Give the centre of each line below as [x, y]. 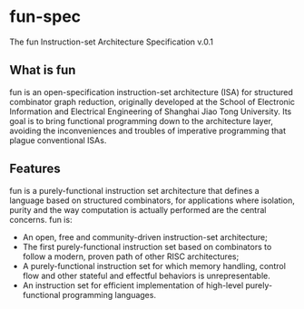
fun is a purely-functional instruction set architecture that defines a [135, 190]
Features [35, 169]
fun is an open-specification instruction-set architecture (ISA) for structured [151, 92]
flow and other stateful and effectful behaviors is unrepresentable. [146, 275]
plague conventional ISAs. [58, 140]
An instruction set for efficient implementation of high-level [133, 285]
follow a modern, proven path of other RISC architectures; [131, 256]
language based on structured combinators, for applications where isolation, [152, 200]
